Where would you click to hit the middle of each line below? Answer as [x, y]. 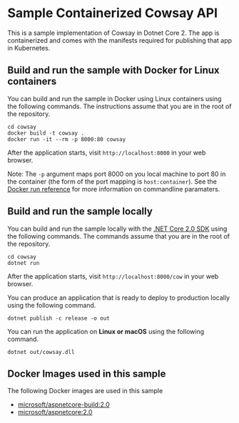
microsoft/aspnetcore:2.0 [55, 412]
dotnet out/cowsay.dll [41, 352]
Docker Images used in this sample [87, 374]
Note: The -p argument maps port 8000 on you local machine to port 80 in [117, 174]
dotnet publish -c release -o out [59, 318]
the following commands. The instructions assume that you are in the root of [119, 106]
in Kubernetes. [29, 48]
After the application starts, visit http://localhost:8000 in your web [107, 152]
